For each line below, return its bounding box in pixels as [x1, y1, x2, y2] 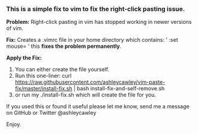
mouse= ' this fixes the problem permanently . [6, 42, 122, 50]
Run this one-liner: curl [14, 72, 72, 80]
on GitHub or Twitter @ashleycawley [6, 109, 97, 117]
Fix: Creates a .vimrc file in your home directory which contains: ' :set [6, 36, 178, 44]
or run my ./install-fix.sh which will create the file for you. [14, 92, 157, 99]
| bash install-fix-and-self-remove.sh [73, 85, 165, 92]
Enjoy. [6, 121, 22, 128]
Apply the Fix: [6, 54, 42, 62]
